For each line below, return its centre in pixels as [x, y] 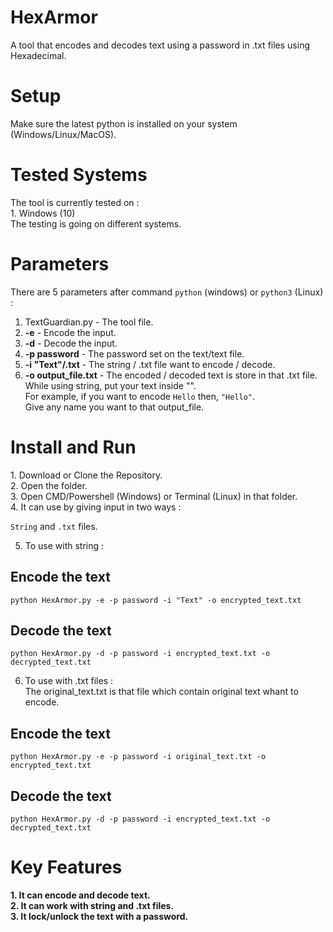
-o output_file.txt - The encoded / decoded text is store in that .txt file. [171, 375]
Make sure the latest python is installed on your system [124, 123]
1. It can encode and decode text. [80, 895]
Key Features [66, 867]
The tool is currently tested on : [75, 202]
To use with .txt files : [69, 681]
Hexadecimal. [38, 55]
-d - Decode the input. [71, 343]
